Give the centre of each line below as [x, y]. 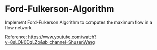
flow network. [19, 27]
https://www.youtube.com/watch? [62, 37]
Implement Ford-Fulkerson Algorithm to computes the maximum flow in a [79, 22]
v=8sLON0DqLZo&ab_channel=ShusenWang [50, 42]
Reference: [16, 37]
